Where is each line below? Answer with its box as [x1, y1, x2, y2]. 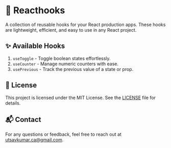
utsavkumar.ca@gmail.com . [5, 137, 64, 143]
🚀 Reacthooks [5, 5, 65, 16]
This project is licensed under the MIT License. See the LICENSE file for [5, 94, 156, 101]
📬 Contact [5, 115, 41, 124]
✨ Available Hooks [5, 42, 65, 51]
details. [5, 100, 21, 106]
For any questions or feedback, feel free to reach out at [5, 131, 121, 137]
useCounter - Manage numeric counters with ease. [12, 61, 119, 67]
